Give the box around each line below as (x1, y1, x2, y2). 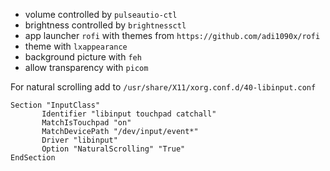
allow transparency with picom (24, 62, 149, 73)
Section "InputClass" (10, 100, 101, 110)
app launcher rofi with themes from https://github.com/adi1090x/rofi (24, 30, 321, 41)
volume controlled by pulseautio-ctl (24, 9, 178, 20)
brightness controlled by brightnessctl (24, 19, 187, 31)
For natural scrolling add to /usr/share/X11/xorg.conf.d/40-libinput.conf (10, 81, 317, 93)
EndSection (10, 153, 56, 163)
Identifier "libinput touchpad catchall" (41, 109, 217, 119)
